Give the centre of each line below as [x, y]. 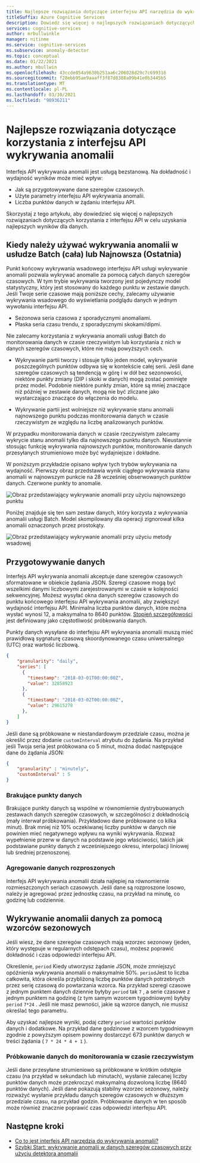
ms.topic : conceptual [33, 56]
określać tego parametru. [37, 1011]
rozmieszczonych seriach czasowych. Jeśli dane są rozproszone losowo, [96, 887]
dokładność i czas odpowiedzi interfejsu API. [61, 955]
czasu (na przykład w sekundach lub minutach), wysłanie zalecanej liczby [97, 1076]
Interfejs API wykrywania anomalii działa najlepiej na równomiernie [88, 881]
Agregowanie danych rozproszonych [61, 868]
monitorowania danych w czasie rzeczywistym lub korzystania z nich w [94, 342]
